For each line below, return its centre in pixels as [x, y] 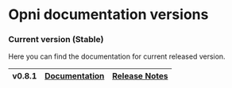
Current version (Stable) [56, 40]
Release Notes [140, 76]
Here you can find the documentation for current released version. [117, 56]
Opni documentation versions [108, 15]
